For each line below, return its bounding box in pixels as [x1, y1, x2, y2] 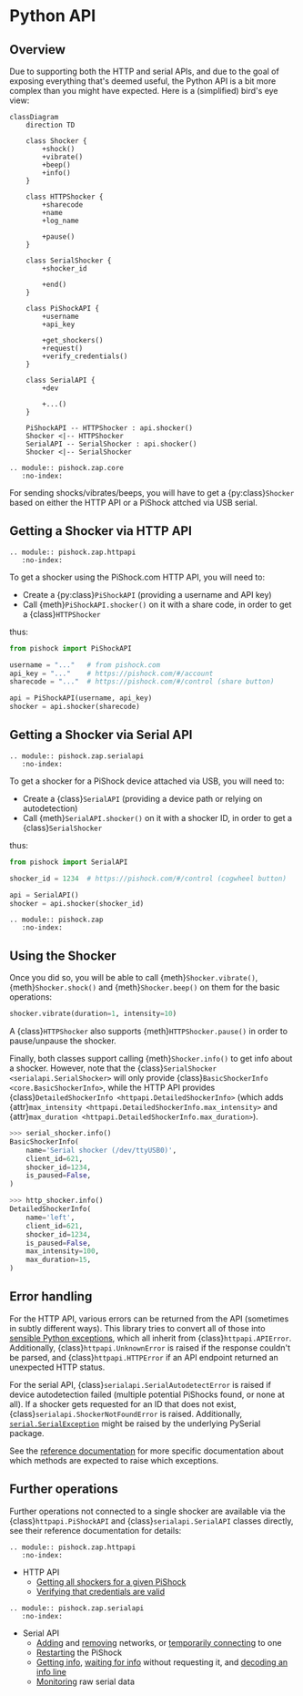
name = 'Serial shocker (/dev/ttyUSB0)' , [25, 1146, 177, 1155]
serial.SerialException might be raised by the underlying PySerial [9, 1418, 261, 1429]
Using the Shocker [9, 948, 116, 963]
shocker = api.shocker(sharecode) [9, 703, 141, 712]
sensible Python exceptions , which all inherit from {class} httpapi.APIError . [9, 1332, 292, 1343]
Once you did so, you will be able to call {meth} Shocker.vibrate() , [9, 972, 258, 983]
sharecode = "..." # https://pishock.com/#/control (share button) [9, 677, 275, 686]
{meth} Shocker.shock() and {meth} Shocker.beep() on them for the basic [9, 982, 280, 993]
